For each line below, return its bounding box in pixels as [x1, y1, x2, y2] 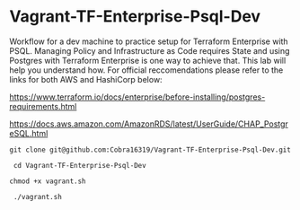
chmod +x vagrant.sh [9, 177, 87, 186]
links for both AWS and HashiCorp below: [9, 74, 163, 84]
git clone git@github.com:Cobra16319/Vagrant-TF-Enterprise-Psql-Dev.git [9, 145, 292, 154]
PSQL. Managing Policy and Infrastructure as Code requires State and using [9, 45, 290, 56]
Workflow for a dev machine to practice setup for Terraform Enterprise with [9, 36, 289, 47]
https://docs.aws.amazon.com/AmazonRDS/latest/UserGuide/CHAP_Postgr [9, 118, 289, 129]
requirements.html [9, 101, 77, 111]
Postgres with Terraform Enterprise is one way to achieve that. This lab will [9, 55, 287, 66]
